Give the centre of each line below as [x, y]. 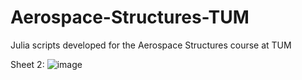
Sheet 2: [27, 64]
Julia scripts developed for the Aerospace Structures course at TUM [151, 45]
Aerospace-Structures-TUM [130, 17]
